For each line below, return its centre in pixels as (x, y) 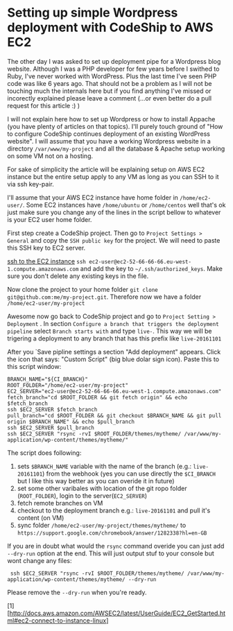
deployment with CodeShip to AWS (110, 27)
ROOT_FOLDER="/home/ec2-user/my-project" (68, 385)
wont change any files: (40, 560)
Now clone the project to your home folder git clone (83, 289)
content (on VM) (41, 517)
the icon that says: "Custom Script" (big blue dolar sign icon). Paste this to (113, 359)
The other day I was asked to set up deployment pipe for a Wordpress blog (114, 61)
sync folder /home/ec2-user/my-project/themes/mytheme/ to (102, 525)
